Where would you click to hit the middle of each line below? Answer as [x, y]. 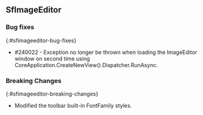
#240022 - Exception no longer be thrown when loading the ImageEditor [106, 52]
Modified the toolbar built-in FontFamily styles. [73, 105]
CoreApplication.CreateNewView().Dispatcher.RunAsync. [86, 65]
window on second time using [52, 58]
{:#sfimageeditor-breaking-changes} [52, 94]
